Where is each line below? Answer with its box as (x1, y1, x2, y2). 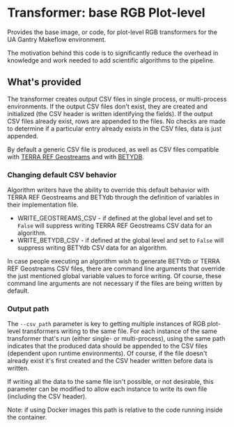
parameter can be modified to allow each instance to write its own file (7, 385, 208, 394)
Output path (7, 304, 49, 314)
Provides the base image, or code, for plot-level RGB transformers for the (7, 28, 218, 36)
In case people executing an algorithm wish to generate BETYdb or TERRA (7, 257, 221, 266)
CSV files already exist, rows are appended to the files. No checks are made (7, 117, 226, 125)
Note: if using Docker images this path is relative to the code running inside (7, 405, 223, 414)
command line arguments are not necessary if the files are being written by (7, 280, 223, 288)
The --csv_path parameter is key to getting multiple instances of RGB (7, 320, 206, 328)
